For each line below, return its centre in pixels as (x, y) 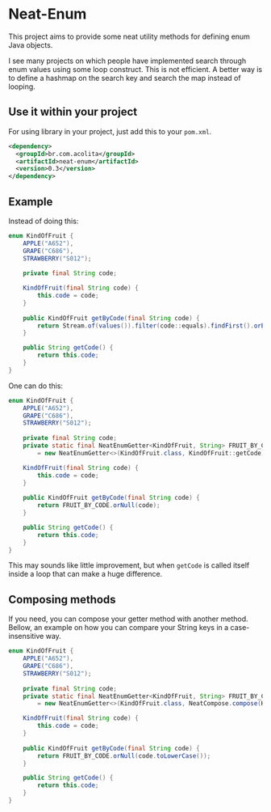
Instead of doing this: (44, 221)
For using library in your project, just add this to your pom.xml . (110, 131)
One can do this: (35, 386)
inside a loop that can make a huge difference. (85, 574)
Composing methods (62, 599)
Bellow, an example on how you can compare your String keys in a (119, 628)
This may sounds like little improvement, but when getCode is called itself (129, 565)
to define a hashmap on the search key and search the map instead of (125, 78)
